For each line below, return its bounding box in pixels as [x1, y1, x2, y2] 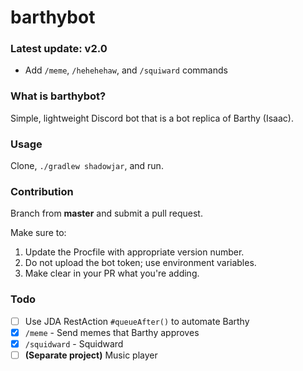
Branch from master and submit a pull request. [10, 207, 203, 220]
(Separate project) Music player [24, 349, 158, 361]
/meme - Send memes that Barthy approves [24, 326, 200, 338]
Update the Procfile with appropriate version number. [24, 246, 245, 258]
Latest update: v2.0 [10, 42, 108, 56]
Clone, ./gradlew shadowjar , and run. [10, 160, 164, 172]
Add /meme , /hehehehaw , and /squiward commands [24, 64, 228, 76]
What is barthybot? [10, 89, 107, 103]
